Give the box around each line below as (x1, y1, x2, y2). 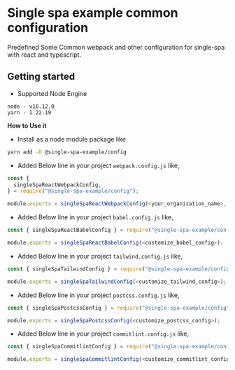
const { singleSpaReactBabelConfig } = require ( (7, 226, 152, 234)
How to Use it (7, 121, 47, 130)
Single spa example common (7, 5, 178, 21)
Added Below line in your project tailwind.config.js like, (17, 252, 183, 260)
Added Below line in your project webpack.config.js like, (17, 161, 180, 170)
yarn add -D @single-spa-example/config (7, 149, 127, 156)
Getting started (7, 71, 76, 83)
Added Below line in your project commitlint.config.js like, (17, 329, 190, 338)
